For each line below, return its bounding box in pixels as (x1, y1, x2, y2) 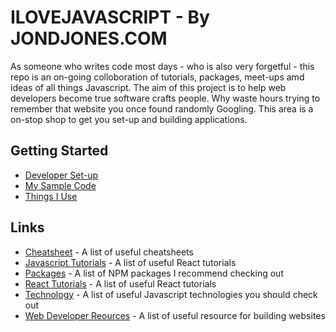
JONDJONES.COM (10, 27, 168, 50)
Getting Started (10, 142, 109, 160)
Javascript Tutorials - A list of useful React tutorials (24, 256, 237, 268)
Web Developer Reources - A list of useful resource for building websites (24, 309, 326, 321)
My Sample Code (24, 179, 97, 191)
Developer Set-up (24, 169, 99, 181)
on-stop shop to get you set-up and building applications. (10, 113, 248, 125)
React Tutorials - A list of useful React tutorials (24, 277, 217, 290)
